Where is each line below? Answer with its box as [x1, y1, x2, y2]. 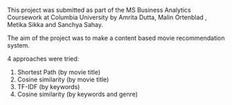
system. [7, 41, 30, 49]
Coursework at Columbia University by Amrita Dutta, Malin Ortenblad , [7, 13, 208, 21]
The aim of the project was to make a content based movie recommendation [7, 34, 225, 42]
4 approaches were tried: [7, 55, 80, 63]
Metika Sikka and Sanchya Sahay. [7, 21, 104, 28]
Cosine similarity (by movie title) [17, 75, 109, 84]
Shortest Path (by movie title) [17, 68, 101, 76]
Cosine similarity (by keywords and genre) [17, 90, 139, 98]
